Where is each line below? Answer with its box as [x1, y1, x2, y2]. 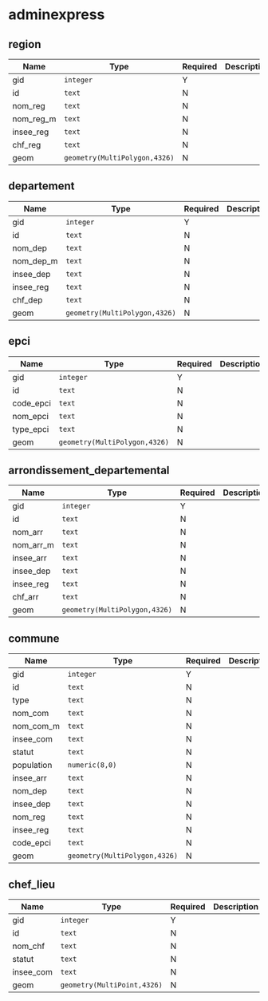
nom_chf [12, 940, 45, 952]
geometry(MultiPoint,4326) [60, 980, 164, 990]
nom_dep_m [12, 255, 58, 267]
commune [8, 631, 60, 645]
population [12, 760, 53, 771]
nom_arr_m [12, 540, 54, 551]
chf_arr [12, 591, 39, 603]
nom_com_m [12, 721, 60, 732]
